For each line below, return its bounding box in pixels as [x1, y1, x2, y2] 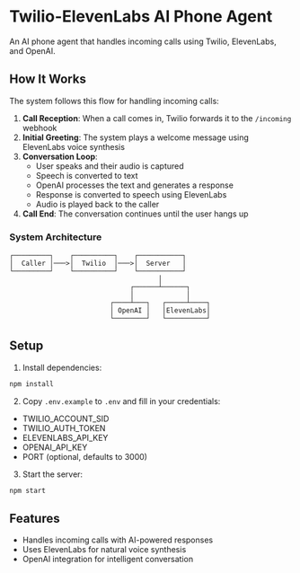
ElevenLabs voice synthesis [22, 141, 126, 152]
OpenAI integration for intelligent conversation [22, 554, 194, 565]
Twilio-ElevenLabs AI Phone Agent [9, 6, 273, 27]
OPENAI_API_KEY [22, 442, 88, 453]
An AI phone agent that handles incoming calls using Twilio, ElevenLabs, [9, 36, 277, 47]
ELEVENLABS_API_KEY [22, 432, 109, 443]
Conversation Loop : [22, 151, 98, 162]
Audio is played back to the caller [35, 198, 160, 209]
